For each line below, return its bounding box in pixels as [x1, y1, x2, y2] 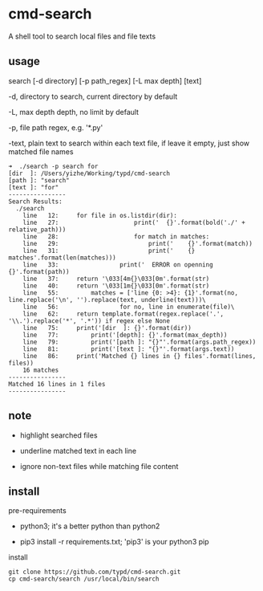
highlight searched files [19, 430, 98, 440]
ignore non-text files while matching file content [19, 461, 179, 471]
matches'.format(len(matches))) [8, 254, 116, 262]
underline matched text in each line [19, 446, 137, 455]
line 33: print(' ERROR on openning [22, 260, 214, 269]
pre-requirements [8, 506, 67, 516]
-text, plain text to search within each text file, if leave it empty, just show [8, 138, 250, 148]
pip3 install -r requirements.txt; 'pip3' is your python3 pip [19, 537, 210, 547]
